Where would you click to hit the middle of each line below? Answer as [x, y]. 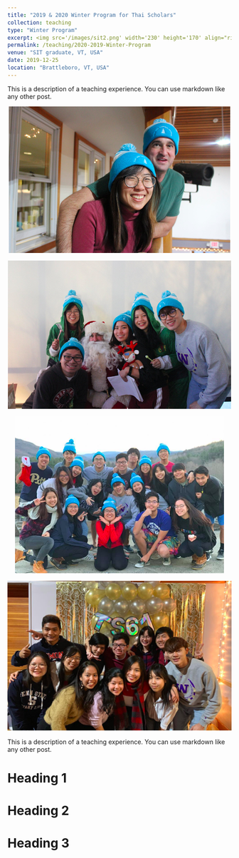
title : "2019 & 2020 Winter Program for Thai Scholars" [92, 15]
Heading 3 [38, 843]
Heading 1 [37, 778]
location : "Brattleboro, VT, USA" [59, 68]
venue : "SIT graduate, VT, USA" [55, 53]
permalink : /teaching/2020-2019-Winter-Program [79, 45]
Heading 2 [38, 811]
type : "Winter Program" [43, 30]
